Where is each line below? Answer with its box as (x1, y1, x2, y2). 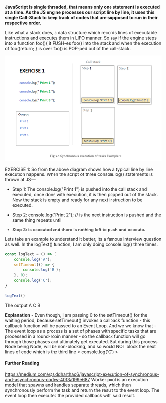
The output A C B (5, 302, 41, 308)
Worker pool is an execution (91, 376, 148, 382)
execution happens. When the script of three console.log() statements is (5, 171, 153, 177)
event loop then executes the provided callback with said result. (5, 392, 135, 398)
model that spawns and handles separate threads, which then (5, 382, 131, 388)
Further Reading (5, 360, 40, 366)
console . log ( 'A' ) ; (14, 257, 52, 262)
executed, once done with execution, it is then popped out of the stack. (12, 191, 158, 197)
